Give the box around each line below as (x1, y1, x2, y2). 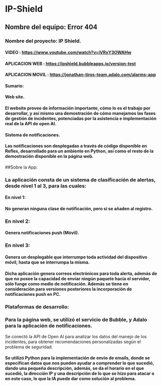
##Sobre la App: (5, 164, 38, 170)
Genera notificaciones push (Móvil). (5, 230, 79, 236)
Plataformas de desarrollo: (5, 303, 69, 310)
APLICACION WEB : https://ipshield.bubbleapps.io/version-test (5, 60, 136, 66)
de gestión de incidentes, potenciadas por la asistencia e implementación (5, 116, 157, 121)
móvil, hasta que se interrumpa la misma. (5, 259, 90, 265)
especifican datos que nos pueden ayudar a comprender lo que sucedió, (5, 360, 154, 366)
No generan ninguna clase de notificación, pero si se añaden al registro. (5, 206, 153, 212)
